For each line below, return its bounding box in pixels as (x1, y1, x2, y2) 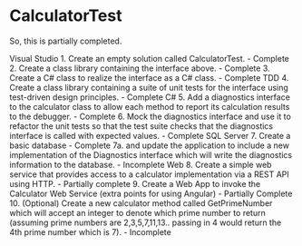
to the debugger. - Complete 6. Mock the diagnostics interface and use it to (9, 111, 292, 122)
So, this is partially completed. (9, 35, 122, 46)
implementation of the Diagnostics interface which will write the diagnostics (9, 149, 293, 160)
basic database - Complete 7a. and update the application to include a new (9, 140, 290, 151)
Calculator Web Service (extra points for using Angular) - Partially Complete (9, 188, 293, 199)
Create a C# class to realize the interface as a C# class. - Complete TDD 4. (9, 72, 289, 83)
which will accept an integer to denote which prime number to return (9, 207, 266, 218)
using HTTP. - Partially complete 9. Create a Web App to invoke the (9, 178, 261, 189)
